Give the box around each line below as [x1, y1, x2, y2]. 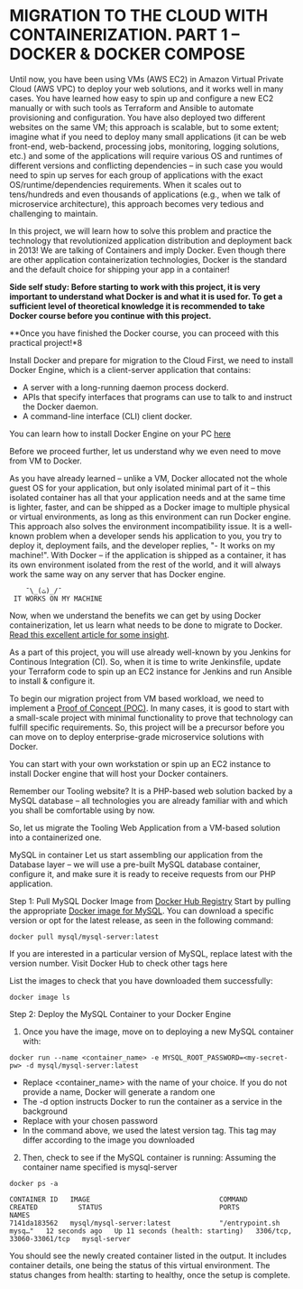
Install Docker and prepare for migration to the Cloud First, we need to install [9, 354, 294, 366]
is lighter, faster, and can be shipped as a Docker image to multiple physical [9, 501, 290, 512]
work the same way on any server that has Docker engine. [9, 568, 226, 579]
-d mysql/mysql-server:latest [25, 1060, 140, 1070]
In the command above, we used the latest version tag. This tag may [22, 1125, 277, 1135]
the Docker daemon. [22, 401, 99, 412]
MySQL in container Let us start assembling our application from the [9, 849, 263, 860]
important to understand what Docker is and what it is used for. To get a [9, 291, 283, 302]
